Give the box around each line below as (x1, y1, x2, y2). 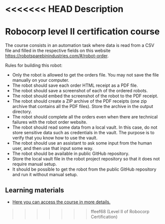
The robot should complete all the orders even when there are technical (12, 114, 158, 120)
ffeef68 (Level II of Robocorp (91, 208, 150, 214)
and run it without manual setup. (12, 172, 78, 178)
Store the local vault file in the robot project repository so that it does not (12, 156, 160, 162)
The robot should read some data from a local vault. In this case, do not (12, 124, 158, 130)
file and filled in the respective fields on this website (5, 48, 111, 54)
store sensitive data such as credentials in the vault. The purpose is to (12, 130, 155, 136)
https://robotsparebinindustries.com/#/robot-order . (5, 53, 109, 59)
